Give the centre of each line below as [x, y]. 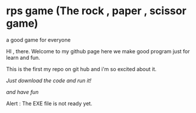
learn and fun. [23, 57]
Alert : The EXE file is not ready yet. [49, 103]
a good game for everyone [38, 40]
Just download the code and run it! [49, 80]
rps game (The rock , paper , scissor [97, 11]
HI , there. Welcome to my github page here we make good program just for [98, 51]
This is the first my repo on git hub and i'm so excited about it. [81, 69]
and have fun [22, 92]
